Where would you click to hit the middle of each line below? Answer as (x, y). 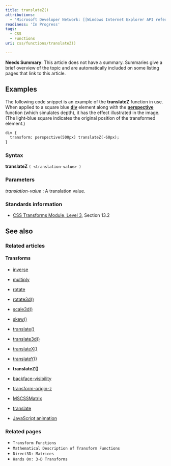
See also (19, 231)
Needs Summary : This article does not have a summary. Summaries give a (84, 62)
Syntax (14, 156)
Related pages (23, 431)
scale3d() (23, 309)
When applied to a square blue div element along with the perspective (79, 107)
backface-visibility (32, 379)
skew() (20, 319)
